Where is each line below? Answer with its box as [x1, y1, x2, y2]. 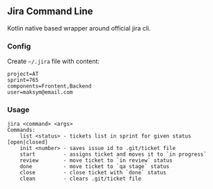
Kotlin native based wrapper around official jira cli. [7, 24, 151, 32]
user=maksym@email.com [7, 89, 73, 96]
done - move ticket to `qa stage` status [19, 163, 170, 170]
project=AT [7, 71, 39, 78]
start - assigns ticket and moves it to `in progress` [19, 151, 207, 158]
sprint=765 [7, 76, 39, 84]
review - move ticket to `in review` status [19, 157, 173, 164]
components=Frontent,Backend [7, 83, 92, 90]
